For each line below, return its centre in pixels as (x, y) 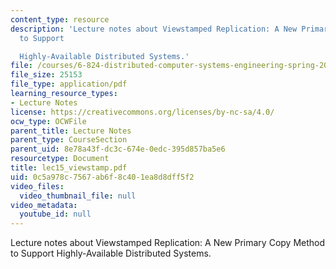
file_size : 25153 (46, 75)
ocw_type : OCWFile (48, 121)
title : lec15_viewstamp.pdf (69, 168)
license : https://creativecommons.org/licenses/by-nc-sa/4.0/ (142, 112)
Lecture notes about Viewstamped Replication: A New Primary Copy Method (168, 243)
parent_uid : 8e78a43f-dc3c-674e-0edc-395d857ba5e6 (118, 149)
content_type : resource (60, 19)
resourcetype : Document (60, 159)
